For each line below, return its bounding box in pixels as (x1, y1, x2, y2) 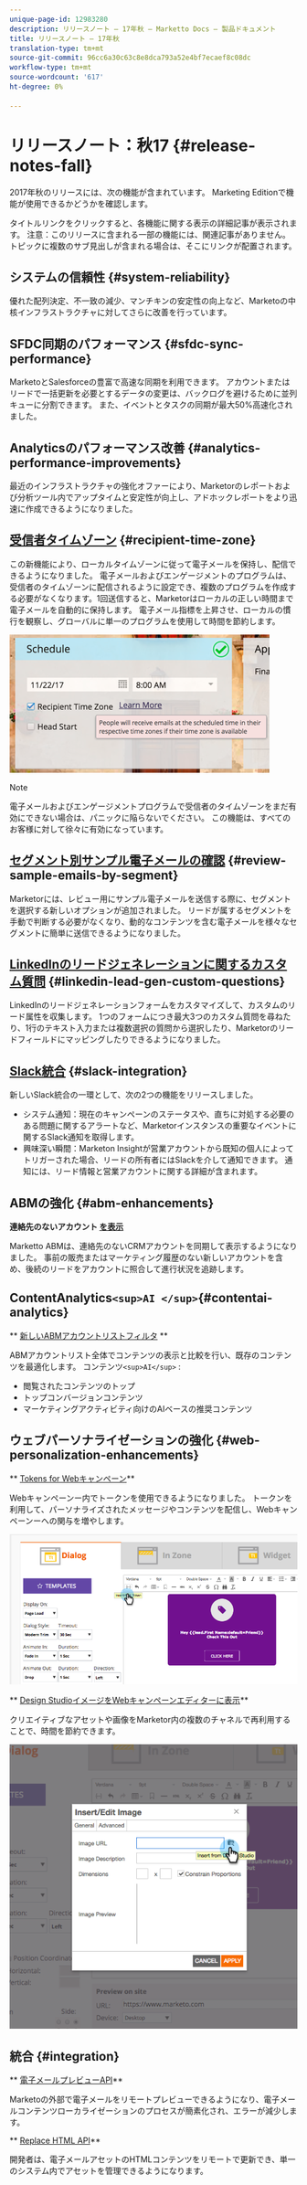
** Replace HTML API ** (9, 2135, 101, 2147)
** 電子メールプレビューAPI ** (9, 2074, 123, 2085)
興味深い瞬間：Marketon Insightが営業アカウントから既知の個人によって (22, 1143, 294, 1154)
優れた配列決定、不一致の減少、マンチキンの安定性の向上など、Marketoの (9, 295, 289, 306)
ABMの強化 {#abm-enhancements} (9, 1195, 215, 1211)
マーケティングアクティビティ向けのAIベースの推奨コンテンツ (22, 1403, 253, 1414)
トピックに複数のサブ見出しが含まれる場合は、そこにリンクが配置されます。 (9, 240, 297, 251)
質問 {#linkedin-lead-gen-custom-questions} (21, 974, 286, 990)
